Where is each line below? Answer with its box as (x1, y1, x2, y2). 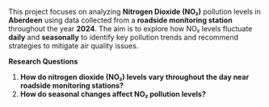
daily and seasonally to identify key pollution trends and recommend (8, 32, 239, 42)
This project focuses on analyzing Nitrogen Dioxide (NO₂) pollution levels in (8, 7, 261, 16)
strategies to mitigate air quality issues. (8, 41, 139, 51)
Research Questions (8, 56, 78, 66)
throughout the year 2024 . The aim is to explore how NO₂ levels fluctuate (8, 24, 253, 33)
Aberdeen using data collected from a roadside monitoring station (8, 15, 233, 25)
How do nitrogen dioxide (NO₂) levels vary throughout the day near (19, 72, 250, 81)
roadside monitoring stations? (19, 80, 124, 90)
